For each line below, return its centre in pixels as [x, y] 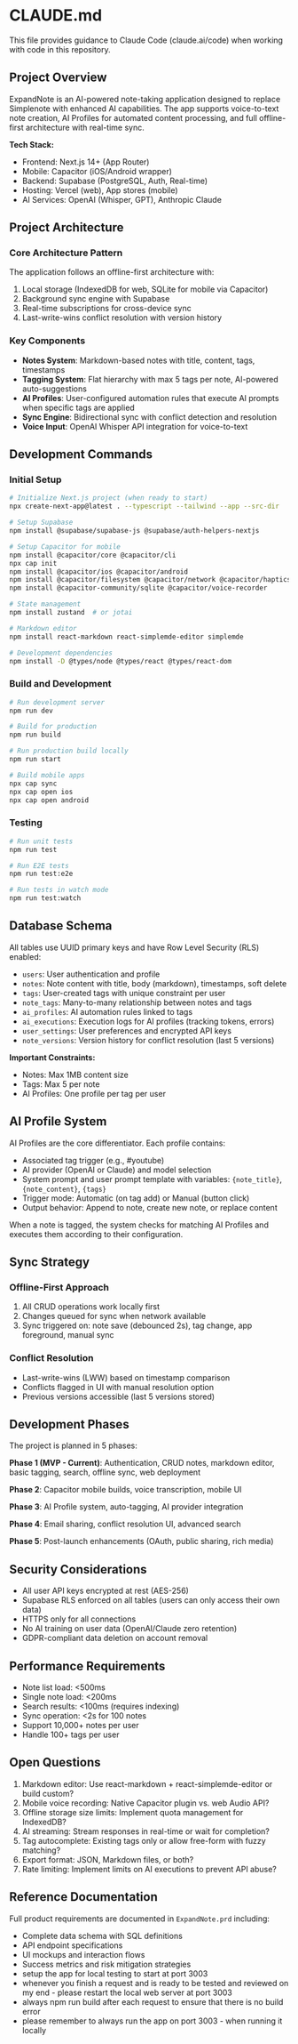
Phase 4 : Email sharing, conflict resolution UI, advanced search [125, 1524]
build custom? [47, 1793]
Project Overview [58, 78]
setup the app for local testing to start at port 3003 [115, 1973]
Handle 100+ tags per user [71, 1734]
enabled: [25, 956]
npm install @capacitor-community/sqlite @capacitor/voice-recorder [138, 588]
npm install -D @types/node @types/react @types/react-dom [121, 661]
